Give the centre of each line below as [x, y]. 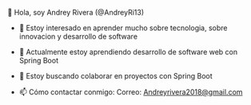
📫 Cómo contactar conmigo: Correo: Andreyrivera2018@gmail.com [131, 92]
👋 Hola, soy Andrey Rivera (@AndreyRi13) [76, 12]
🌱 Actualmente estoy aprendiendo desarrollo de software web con [128, 52]
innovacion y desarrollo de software [78, 36]
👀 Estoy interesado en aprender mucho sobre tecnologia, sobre [124, 28]
